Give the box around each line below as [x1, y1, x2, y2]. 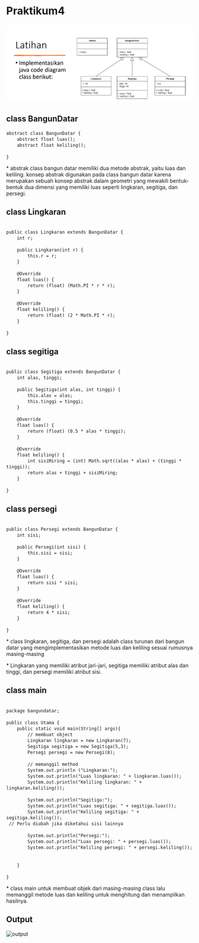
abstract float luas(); [17, 136, 76, 142]
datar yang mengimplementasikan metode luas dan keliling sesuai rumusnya [6, 644, 193, 651]
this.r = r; [27, 253, 58, 259]
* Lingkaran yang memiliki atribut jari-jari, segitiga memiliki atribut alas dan [6, 662, 189, 669]
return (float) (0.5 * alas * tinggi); [27, 428, 127, 434]
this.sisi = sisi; [27, 550, 73, 556]
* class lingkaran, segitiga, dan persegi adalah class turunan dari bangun [6, 638, 185, 645]
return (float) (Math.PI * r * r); [27, 283, 116, 289]
